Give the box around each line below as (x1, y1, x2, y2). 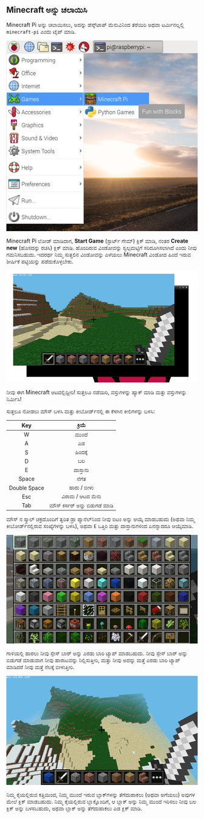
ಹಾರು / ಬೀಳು (69, 484, 94, 492)
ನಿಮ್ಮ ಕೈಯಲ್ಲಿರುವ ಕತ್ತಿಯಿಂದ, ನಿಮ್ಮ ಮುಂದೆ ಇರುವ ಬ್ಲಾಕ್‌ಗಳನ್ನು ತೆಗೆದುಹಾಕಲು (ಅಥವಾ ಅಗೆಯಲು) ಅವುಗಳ (6, 791, 195, 798)
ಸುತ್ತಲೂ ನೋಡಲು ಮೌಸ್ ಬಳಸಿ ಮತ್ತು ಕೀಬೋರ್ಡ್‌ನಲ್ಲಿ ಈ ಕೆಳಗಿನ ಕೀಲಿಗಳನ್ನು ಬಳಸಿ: (6, 407, 155, 415)
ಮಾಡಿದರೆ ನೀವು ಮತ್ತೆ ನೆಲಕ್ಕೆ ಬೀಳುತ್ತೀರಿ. (6, 663, 75, 671)
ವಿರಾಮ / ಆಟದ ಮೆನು (61, 493, 102, 500)
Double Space (8, 484, 44, 492)
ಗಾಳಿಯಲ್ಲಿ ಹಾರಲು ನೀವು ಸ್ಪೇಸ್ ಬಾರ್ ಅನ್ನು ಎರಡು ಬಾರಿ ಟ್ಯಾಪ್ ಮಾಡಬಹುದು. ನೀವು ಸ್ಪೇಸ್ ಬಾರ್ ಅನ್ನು (6, 649, 188, 657)
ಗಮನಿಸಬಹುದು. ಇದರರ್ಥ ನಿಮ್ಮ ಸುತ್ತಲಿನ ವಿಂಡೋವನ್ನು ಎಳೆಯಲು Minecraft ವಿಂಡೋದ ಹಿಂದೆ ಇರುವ (6, 251, 191, 259)
